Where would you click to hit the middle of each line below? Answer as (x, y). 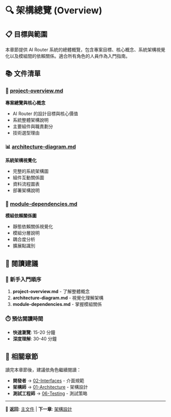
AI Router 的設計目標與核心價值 (45, 114)
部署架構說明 (26, 190)
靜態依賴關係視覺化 (33, 227)
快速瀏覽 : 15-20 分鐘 (34, 333)
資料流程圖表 (26, 184)
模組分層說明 (26, 233)
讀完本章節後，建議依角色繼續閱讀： (43, 370)
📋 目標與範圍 (26, 34)
